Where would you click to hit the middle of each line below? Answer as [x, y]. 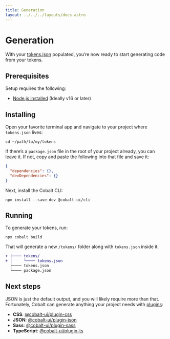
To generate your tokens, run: [37, 228]
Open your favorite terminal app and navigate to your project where [76, 127]
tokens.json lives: [24, 133]
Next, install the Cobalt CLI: [34, 190]
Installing [20, 114]
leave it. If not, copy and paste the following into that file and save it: [77, 157]
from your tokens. [24, 60]
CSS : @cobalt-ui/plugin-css [42, 314]
